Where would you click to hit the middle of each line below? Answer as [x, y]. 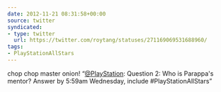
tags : [15, 47]
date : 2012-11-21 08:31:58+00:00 [57, 14]
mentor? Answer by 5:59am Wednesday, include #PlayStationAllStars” [110, 81]
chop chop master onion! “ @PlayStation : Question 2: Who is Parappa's [110, 73]
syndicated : [25, 27]
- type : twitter [31, 34]
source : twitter [31, 21]
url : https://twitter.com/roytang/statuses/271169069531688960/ [110, 40]
